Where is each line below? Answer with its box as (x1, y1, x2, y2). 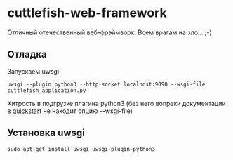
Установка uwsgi (7, 127, 86, 139)
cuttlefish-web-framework (7, 5, 167, 21)
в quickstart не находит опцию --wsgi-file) (7, 107, 133, 115)
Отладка (7, 48, 47, 60)
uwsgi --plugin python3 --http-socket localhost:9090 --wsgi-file (7, 81, 206, 88)
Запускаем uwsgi (7, 67, 60, 75)
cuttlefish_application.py (7, 86, 86, 94)
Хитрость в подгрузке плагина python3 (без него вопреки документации (7, 99, 226, 107)
